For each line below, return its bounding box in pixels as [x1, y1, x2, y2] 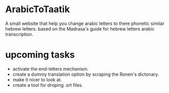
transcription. [5, 31, 34, 37]
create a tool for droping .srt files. [12, 82, 83, 88]
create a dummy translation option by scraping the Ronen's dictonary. [12, 71, 159, 77]
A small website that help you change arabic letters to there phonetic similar [5, 20, 164, 26]
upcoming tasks [5, 49, 75, 60]
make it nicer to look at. [12, 76, 62, 82]
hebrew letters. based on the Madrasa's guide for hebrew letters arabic [5, 25, 155, 32]
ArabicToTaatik [5, 4, 70, 15]
